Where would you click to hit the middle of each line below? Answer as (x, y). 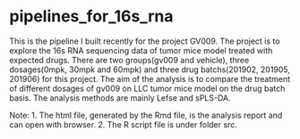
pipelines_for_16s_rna (91, 16)
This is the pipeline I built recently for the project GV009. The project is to (145, 41)
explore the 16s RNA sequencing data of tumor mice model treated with (141, 50)
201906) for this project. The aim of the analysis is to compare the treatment (150, 78)
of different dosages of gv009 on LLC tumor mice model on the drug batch (147, 88)
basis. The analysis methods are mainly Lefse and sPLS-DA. (120, 98)
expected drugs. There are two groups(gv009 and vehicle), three (129, 60)
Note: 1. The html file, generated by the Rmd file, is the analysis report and (146, 115)
